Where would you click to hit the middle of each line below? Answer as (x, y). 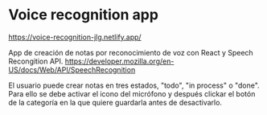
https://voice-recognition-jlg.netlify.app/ (75, 37)
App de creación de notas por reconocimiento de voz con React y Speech (131, 52)
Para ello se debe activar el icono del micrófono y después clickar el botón (132, 93)
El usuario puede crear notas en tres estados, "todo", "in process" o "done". (134, 85)
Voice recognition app (84, 15)
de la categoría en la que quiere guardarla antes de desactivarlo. (115, 102)
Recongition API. (36, 61)
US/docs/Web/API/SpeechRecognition (72, 69)
